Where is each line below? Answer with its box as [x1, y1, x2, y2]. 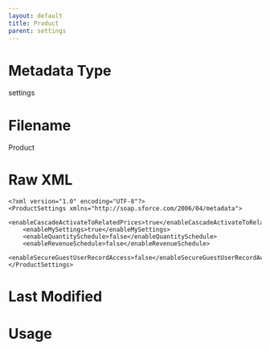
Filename [8, 116, 72, 134]
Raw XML [8, 171, 73, 189]
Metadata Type [8, 61, 112, 80]
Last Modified [8, 287, 103, 306]
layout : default [8, 11, 63, 20]
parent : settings [8, 27, 67, 35]
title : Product [8, 19, 59, 27]
